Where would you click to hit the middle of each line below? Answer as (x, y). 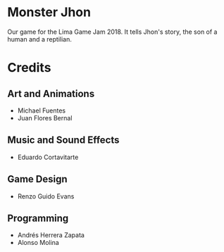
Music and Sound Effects (63, 140)
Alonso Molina (38, 243)
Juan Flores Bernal (45, 118)
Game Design (38, 179)
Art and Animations (51, 93)
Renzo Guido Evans (46, 196)
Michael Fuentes (41, 111)
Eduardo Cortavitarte (48, 157)
